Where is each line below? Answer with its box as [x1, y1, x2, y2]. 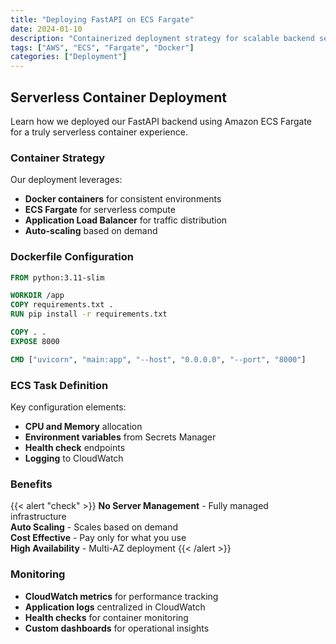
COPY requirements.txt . [10, 300, 114, 310]
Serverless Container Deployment [10, 89, 227, 106]
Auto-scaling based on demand [24, 225, 158, 237]
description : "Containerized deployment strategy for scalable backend [10, 33, 315, 43]
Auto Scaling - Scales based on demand [10, 521, 179, 533]
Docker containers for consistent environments [24, 193, 222, 205]
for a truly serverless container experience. [10, 126, 188, 138]
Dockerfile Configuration [10, 250, 134, 264]
